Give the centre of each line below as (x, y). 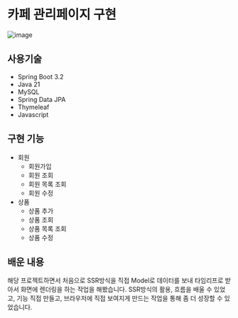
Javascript (33, 114)
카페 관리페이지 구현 (62, 15)
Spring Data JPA (42, 99)
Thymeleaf (33, 107)
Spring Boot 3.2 (40, 76)
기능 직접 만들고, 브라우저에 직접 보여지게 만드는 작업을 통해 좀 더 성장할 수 (120, 298)
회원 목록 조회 (47, 184)
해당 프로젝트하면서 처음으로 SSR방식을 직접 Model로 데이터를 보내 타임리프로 (115, 281)
